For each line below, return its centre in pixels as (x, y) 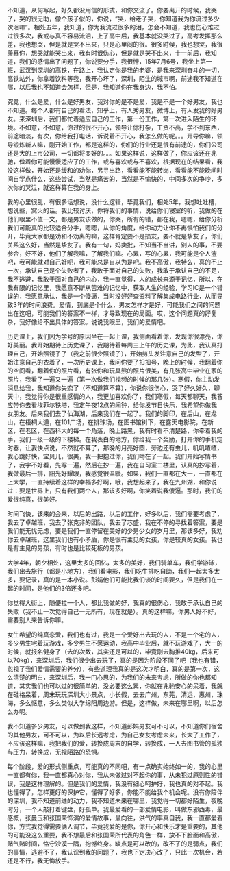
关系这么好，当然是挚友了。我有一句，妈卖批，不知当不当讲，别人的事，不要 (115, 245)
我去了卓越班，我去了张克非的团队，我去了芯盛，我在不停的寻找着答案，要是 (115, 522)
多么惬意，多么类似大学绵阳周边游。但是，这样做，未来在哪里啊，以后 (118, 703)
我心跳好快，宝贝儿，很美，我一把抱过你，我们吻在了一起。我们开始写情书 (112, 456)
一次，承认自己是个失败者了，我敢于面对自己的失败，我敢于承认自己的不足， (115, 270)
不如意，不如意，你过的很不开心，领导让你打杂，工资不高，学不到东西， (121, 127)
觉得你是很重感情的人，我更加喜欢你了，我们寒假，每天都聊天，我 (124, 396)
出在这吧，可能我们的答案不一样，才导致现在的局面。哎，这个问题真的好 (109, 313)
